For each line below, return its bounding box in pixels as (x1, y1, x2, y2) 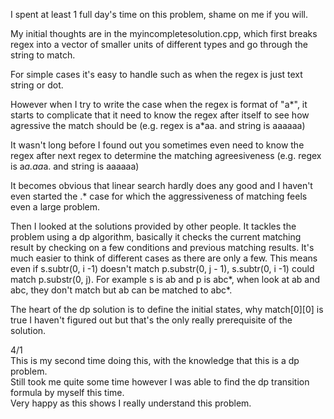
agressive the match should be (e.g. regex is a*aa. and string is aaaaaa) (10, 120, 306, 131)
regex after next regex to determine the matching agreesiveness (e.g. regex (10, 150, 322, 161)
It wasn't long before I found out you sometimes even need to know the (10, 139, 305, 151)
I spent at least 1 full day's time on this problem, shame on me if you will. (10, 9, 308, 20)
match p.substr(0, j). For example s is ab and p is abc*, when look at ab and (10, 274, 321, 285)
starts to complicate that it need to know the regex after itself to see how (10, 109, 310, 121)
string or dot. (10, 79, 64, 91)
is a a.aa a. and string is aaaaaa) (10, 160, 140, 172)
